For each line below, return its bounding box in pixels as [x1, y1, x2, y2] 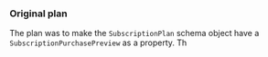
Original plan [9, 7, 68, 20]
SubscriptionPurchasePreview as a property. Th [9, 37, 188, 48]
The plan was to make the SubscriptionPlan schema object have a [9, 28, 260, 39]
